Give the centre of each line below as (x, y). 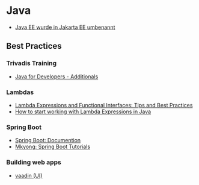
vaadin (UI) (29, 175)
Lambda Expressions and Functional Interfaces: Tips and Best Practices (104, 105)
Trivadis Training (32, 63)
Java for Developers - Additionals (57, 77)
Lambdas (20, 92)
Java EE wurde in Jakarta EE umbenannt (65, 27)
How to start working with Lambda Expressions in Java (83, 111)
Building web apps (34, 162)
